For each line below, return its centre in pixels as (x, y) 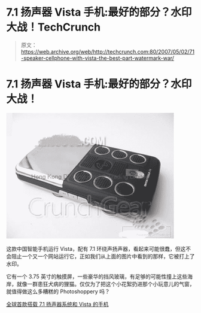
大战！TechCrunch (53, 27)
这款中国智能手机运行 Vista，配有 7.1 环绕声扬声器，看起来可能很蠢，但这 (96, 248)
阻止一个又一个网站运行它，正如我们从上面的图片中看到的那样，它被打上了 (103, 256)
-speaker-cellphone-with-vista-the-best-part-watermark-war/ (98, 58)
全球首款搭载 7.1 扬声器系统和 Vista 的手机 (57, 304)
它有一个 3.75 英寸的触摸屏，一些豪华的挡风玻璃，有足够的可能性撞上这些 (97, 276)
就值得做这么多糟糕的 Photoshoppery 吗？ (58, 291)
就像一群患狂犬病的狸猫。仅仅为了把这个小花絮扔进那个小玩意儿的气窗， (106, 284)
